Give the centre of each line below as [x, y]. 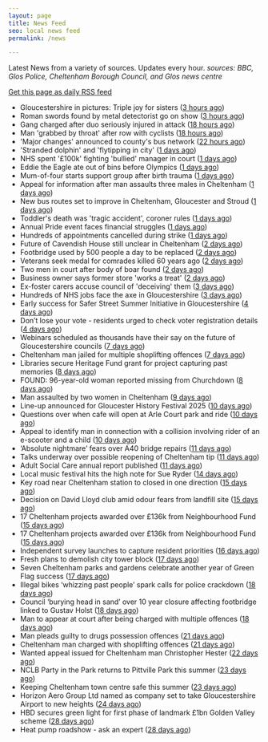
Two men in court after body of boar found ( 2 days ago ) [112, 270]
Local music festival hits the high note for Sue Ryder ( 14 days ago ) [129, 474]
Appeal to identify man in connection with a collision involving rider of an [140, 432]
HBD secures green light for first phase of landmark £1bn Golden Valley [137, 713]
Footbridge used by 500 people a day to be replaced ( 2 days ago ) [128, 253]
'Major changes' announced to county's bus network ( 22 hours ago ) [132, 142]
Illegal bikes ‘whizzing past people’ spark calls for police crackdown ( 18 [138, 585]
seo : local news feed [44, 30]
